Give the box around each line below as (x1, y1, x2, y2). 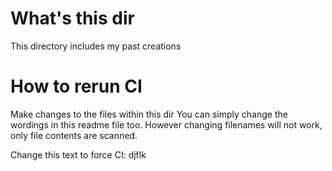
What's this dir (10, 7, 135, 30)
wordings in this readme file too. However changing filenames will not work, (10, 118, 323, 131)
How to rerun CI (10, 75, 143, 98)
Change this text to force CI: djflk (10, 148, 147, 161)
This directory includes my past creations (10, 40, 182, 52)
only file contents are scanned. (10, 129, 138, 141)
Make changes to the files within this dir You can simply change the (10, 108, 288, 120)
